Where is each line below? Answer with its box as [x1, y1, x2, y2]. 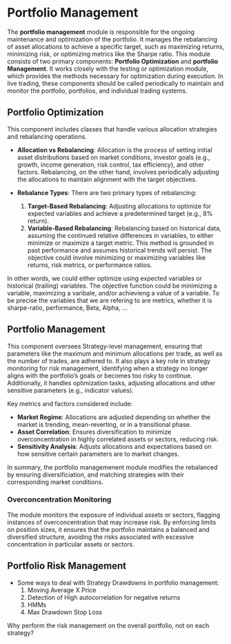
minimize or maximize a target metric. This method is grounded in [27, 239, 214, 247]
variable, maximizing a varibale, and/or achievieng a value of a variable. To [7, 288, 219, 297]
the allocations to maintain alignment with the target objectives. [17, 175, 198, 183]
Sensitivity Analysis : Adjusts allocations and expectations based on [17, 442, 212, 450]
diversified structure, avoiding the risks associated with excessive [7, 533, 194, 541]
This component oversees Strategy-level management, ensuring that [7, 342, 203, 350]
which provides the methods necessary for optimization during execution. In [7, 71, 224, 80]
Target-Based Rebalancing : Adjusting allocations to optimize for [27, 202, 212, 210]
